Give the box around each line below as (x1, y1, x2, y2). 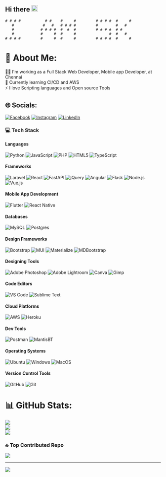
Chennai (5, 74, 22, 80)
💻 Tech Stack (5, 127, 40, 134)
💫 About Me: (5, 53, 57, 64)
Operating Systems (5, 348, 46, 354)
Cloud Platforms (5, 303, 40, 309)
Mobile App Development (5, 191, 58, 197)
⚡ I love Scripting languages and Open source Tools (5, 85, 111, 91)
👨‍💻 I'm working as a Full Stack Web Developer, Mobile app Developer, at (5, 68, 152, 74)
